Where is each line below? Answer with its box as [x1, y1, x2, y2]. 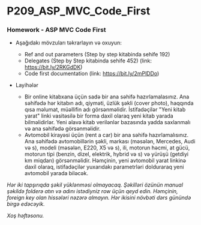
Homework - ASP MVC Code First [7, 26, 107, 34]
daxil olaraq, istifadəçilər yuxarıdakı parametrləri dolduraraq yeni [24, 163, 184, 170]
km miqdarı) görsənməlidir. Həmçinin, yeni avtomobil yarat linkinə [24, 157, 187, 164]
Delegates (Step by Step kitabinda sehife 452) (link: [24, 57, 152, 64]
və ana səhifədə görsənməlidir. [24, 125, 101, 133]
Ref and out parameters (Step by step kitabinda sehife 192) [24, 51, 170, 58]
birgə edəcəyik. [7, 200, 46, 208]
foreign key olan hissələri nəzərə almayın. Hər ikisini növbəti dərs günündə [7, 194, 191, 202]
